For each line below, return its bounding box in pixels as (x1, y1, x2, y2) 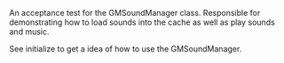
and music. (9, 27, 50, 36)
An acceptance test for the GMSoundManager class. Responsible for (9, 8, 261, 18)
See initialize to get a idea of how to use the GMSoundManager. (9, 43, 242, 54)
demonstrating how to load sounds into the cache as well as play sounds (9, 17, 275, 28)
